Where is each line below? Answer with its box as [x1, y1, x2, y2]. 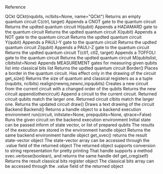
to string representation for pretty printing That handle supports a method [5, 148, 153, 154]
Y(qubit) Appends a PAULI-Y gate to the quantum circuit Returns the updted [5, 39, 157, 45]
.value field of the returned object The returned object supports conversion [5, 143, 156, 148]
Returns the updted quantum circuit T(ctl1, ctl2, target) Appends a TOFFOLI [5, 50, 156, 55]
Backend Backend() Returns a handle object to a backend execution [5, 106, 141, 112]
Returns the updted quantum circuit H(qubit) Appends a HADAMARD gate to [5, 24, 158, 30]
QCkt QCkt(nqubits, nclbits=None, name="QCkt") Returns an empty [5, 14, 141, 19]
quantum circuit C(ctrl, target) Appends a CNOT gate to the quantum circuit [5, 19, 156, 24]
